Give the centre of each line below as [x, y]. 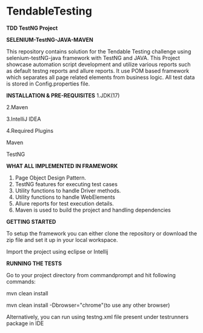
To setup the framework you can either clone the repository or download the [102, 233]
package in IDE [25, 323]
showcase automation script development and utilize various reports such [98, 64]
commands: [21, 281]
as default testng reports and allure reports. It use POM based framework [98, 70]
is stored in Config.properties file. [48, 84]
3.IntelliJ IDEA [24, 119]
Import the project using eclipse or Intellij [57, 251]
